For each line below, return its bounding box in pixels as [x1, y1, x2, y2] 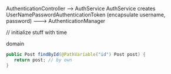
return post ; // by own [14, 57, 72, 63]
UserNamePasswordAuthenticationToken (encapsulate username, [6, 11, 166, 18]
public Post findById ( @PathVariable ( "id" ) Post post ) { [6, 52, 146, 58]
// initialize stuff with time [6, 29, 68, 36]
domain [6, 41, 25, 47]
